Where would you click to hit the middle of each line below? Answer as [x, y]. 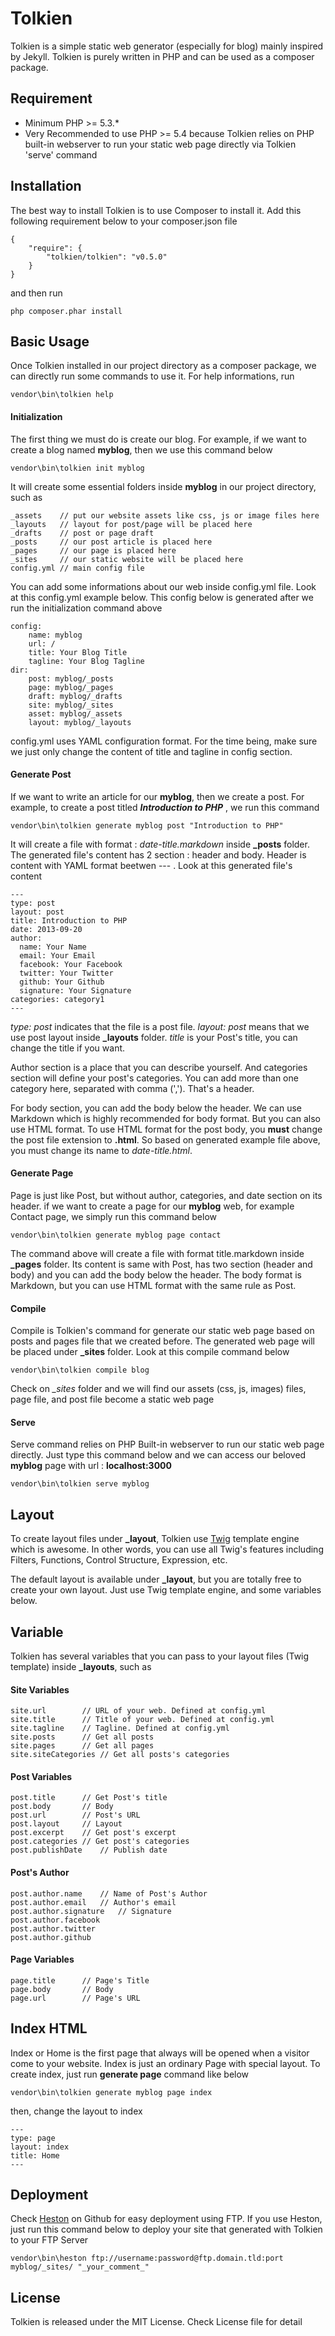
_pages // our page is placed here [93, 550]
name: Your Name [53, 947]
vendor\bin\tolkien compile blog [80, 1370]
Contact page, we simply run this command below [114, 1216]
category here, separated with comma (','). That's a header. [132, 1088]
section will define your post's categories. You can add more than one [154, 1078]
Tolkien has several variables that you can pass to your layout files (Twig [160, 1656]
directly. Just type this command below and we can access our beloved [158, 1455]
